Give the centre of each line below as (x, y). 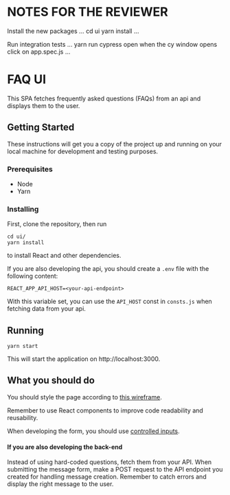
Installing (23, 209)
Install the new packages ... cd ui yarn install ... (73, 31)
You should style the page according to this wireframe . (85, 397)
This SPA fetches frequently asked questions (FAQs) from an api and (104, 98)
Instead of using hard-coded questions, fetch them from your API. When (110, 462)
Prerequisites (30, 169)
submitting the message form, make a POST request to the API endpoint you (115, 470)
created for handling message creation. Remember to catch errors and (107, 477)
